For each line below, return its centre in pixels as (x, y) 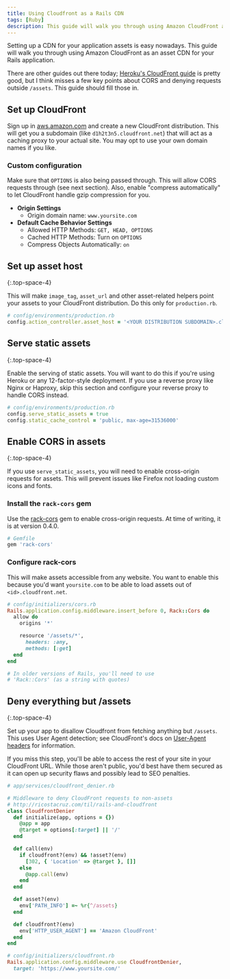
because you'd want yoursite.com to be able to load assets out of (99, 584)
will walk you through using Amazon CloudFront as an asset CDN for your (111, 53)
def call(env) (33, 849)
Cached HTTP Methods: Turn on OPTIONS (85, 238)
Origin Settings (39, 208)
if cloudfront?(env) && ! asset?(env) (73, 855)
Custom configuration (44, 166)
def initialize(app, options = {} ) (64, 817)
